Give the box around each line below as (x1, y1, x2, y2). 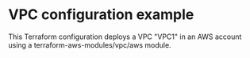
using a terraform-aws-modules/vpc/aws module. (8, 40, 172, 49)
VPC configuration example (8, 6, 194, 24)
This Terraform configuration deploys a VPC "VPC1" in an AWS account (8, 32, 242, 41)
